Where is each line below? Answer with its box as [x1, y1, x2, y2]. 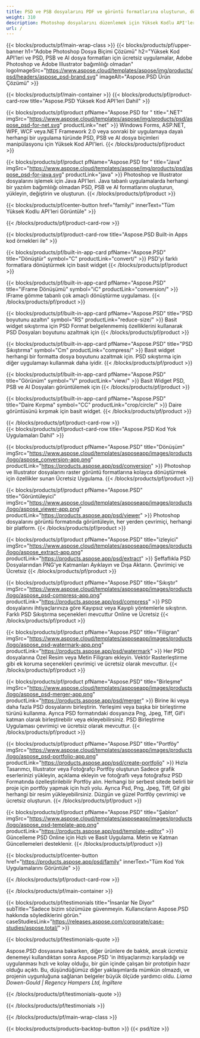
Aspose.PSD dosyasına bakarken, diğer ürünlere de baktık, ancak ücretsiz [6, 948, 188, 955]
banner [6, 48, 24, 55]
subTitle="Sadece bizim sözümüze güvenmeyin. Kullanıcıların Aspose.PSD [6, 905, 189, 912]
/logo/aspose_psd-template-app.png [6, 821, 97, 828]
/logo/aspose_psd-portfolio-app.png [6, 753, 96, 760]
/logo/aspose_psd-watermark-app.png [6, 641, 102, 649]
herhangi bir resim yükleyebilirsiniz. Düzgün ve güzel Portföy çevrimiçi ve [6, 791, 186, 798]
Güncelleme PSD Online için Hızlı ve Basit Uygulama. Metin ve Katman [6, 834, 178, 841]
